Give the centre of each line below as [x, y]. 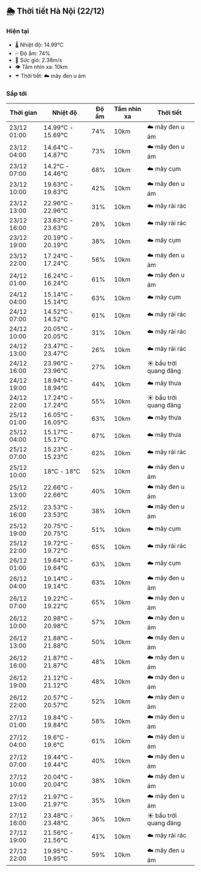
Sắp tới [16, 93]
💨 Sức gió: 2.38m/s [39, 60]
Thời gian [24, 113]
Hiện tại [18, 31]
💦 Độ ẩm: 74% [33, 53]
